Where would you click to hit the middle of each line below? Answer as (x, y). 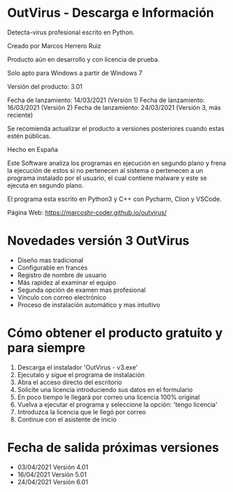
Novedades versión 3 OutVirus (98, 241)
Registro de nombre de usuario (62, 275)
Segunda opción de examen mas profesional (82, 290)
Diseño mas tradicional (50, 260)
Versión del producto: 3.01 (45, 86)
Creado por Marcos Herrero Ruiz (54, 45)
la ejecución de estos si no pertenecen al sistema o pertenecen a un (105, 170)
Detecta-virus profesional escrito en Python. (71, 32)
